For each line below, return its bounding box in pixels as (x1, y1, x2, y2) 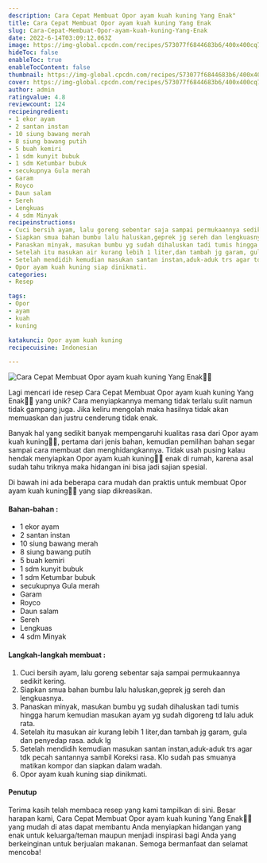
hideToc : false (8, 49, 59, 56)
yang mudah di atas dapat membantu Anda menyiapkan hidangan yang (8, 822, 242, 831)
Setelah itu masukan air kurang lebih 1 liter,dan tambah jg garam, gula (19, 727, 248, 737)
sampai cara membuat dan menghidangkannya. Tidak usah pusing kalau (8, 445, 246, 455)
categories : (8, 270, 48, 278)
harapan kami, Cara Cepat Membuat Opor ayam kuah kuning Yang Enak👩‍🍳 (8, 813, 253, 823)
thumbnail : (8, 71, 44, 79)
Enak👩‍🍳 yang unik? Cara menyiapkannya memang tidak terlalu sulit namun (8, 396, 253, 406)
